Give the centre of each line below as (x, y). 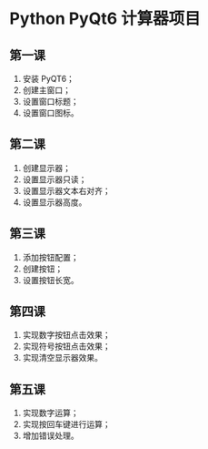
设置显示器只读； (54, 179)
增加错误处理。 (50, 436)
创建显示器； (46, 168)
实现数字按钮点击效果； (66, 335)
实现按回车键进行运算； (66, 424)
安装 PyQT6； (49, 79)
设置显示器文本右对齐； (66, 190)
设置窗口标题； (50, 102)
